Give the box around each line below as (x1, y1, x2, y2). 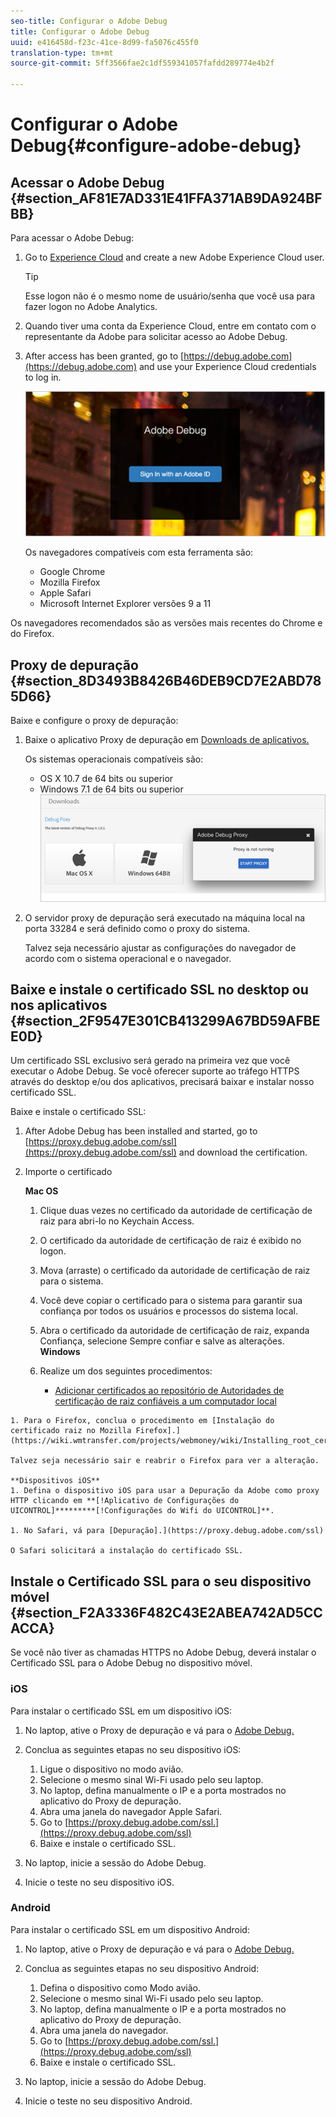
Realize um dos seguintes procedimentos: (39, 1365, 213, 1377)
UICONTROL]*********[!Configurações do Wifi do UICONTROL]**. (10, 1506, 275, 1516)
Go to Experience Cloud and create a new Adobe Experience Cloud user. (24, 251, 325, 263)
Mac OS (24, 1185, 59, 1197)
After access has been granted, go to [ (24, 350, 185, 362)
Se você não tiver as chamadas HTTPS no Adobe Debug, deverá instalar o (10, 1646, 317, 1659)
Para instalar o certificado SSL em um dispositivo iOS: (10, 1705, 233, 1717)
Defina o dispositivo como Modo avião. (39, 1981, 201, 1994)
